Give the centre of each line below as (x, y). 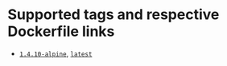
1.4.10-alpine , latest (56, 53)
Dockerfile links (61, 31)
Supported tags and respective (113, 15)
